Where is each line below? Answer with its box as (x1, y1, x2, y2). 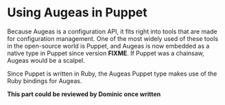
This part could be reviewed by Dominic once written (7, 90, 161, 98)
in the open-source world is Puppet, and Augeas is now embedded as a (7, 42, 210, 50)
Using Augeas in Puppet (7, 5, 147, 20)
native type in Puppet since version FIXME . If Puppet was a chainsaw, (7, 49, 204, 57)
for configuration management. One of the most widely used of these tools (7, 34, 218, 42)
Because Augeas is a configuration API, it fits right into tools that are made (7, 27, 217, 35)
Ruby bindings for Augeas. (7, 76, 82, 85)
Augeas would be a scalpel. (7, 56, 86, 64)
